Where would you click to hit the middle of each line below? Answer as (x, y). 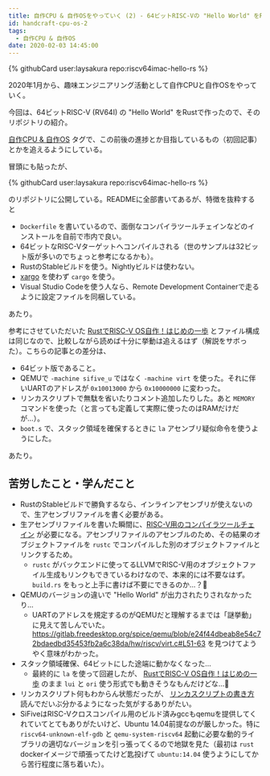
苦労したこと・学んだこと (72, 483)
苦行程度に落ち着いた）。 (67, 764)
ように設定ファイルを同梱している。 (80, 297)
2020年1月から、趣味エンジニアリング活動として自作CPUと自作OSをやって (133, 85)
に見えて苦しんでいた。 (71, 625)
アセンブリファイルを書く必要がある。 (104, 514)
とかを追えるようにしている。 (57, 150)
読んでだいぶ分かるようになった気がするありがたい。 (108, 704)
